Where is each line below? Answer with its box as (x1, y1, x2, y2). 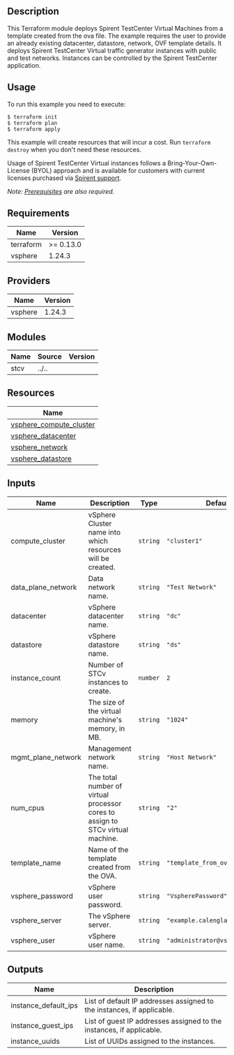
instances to (88, 677, 129, 687)
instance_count (10, 673, 61, 682)
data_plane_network (10, 582, 77, 592)
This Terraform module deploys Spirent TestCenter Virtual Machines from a (7, 24, 224, 32)
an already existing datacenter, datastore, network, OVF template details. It (7, 38, 221, 47)
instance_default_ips (10, 1001, 78, 1010)
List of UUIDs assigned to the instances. (84, 1036, 216, 1046)
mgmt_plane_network (10, 752, 81, 762)
